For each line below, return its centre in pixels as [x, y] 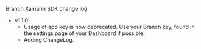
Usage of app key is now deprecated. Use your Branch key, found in [109, 27]
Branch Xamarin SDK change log [47, 9]
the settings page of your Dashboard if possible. [84, 33]
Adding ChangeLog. [49, 40]
